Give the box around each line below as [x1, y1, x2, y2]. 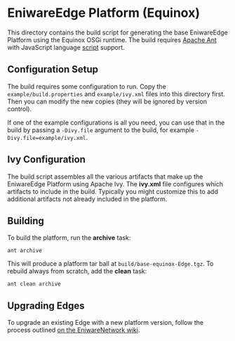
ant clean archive [7, 281, 61, 288]
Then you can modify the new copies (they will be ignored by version [7, 97, 207, 105]
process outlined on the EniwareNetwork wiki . [7, 326, 140, 335]
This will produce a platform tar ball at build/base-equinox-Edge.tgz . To [7, 259, 214, 268]
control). [7, 104, 32, 113]
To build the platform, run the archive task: [7, 233, 131, 242]
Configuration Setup [7, 63, 99, 75]
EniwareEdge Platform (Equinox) [7, 5, 200, 21]
